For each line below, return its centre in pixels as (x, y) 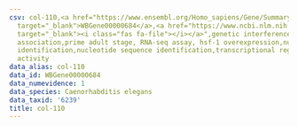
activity (33, 59)
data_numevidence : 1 (47, 83)
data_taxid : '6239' (45, 100)
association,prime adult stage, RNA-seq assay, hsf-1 (118, 42)
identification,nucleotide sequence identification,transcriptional (146, 51)
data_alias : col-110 (47, 67)
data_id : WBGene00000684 (55, 75)
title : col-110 (37, 108)
